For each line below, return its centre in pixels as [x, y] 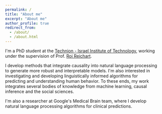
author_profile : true [27, 23]
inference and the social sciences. [40, 91]
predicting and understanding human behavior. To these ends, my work [77, 81]
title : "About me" [24, 14]
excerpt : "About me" [26, 19]
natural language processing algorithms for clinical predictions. [69, 106]
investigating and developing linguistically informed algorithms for [71, 76]
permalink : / [18, 10]
